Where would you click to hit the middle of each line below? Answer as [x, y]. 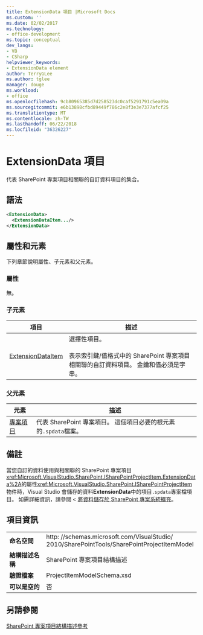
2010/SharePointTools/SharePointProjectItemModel [120, 544]
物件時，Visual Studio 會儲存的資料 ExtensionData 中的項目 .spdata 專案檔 [97, 491]
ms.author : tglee [28, 79]
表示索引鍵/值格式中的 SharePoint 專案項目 [129, 356]
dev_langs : [20, 46]
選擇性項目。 [87, 339]
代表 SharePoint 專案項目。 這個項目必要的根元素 [105, 422]
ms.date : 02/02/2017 [32, 23]
